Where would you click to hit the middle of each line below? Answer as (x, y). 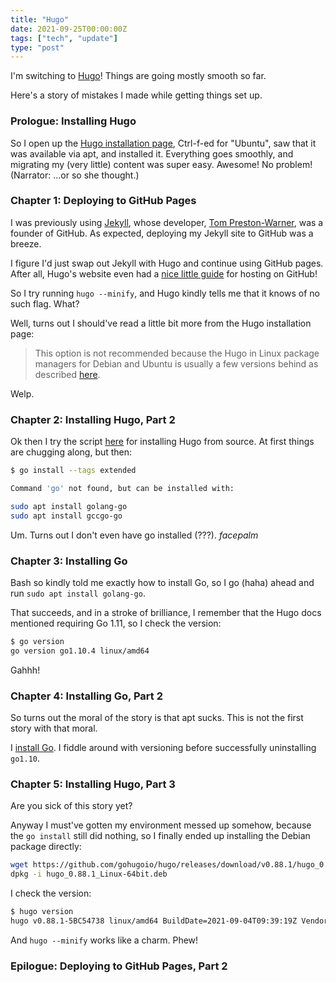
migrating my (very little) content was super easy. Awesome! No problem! (161, 164)
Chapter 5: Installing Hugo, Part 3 (93, 784)
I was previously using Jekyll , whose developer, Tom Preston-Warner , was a (167, 222)
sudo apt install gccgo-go (66, 516)
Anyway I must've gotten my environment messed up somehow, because (161, 825)
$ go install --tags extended (73, 471)
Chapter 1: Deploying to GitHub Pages (103, 201)
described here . (67, 374)
